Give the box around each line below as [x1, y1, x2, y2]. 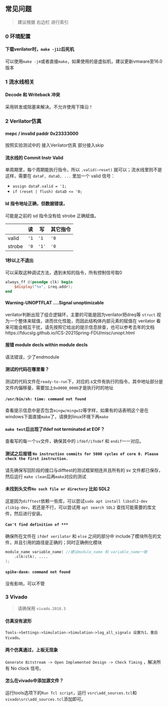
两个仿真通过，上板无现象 [5, 647, 58, 653]
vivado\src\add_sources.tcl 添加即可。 [5, 696, 86, 702]
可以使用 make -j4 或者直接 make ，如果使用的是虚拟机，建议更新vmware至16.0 [5, 58, 162, 64]
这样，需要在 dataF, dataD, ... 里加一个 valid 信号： [5, 173, 115, 179]
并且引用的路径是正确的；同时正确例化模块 [14, 539, 102, 546]
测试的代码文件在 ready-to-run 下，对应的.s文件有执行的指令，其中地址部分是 [5, 379, 163, 385]
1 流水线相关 [5, 78, 35, 85]
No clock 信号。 [11, 665, 44, 671]
